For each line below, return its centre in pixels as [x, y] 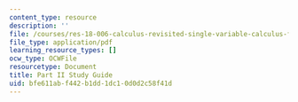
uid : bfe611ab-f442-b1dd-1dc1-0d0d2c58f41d [91, 83]
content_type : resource [53, 17]
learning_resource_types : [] [63, 51]
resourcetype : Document [53, 67]
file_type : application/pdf [61, 42]
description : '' [39, 26]
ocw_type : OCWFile [43, 59]
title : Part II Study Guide [61, 75]
